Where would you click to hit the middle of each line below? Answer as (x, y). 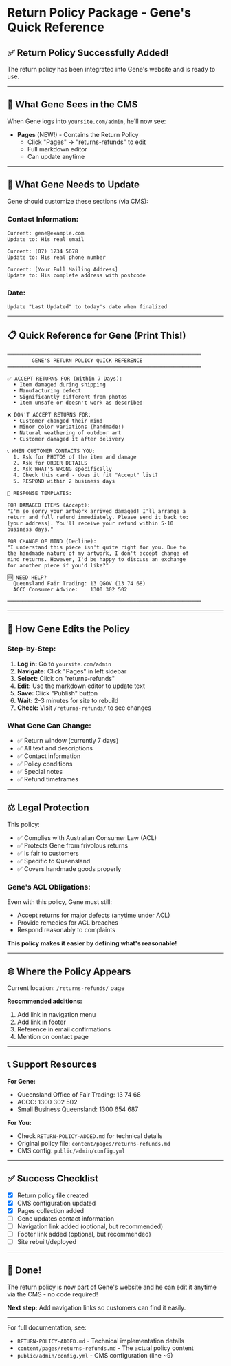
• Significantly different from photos (70, 397)
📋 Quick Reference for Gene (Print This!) (97, 335)
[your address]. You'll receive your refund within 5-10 (90, 524)
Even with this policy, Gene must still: (59, 902)
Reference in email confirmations (64, 1029)
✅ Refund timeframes (48, 779)
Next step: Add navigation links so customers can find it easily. (97, 1307)
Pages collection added (51, 1210)
